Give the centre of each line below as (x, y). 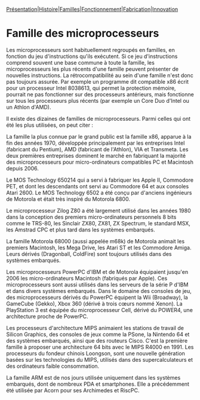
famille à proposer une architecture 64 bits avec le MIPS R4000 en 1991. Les (100, 347)
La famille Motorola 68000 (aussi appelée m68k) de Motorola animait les (96, 241)
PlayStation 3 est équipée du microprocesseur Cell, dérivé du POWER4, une (99, 310)
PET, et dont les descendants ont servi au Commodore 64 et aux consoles (98, 186)
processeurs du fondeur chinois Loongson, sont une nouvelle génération (96, 353)
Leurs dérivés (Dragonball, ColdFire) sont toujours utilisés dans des (89, 254)
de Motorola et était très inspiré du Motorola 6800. (68, 199)
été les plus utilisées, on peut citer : (50, 125)
